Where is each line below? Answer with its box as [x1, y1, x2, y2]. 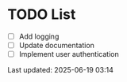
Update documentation [18, 41, 94, 50]
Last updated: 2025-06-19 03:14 [7, 65, 114, 75]
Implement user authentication [18, 50, 120, 59]
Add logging [18, 32, 60, 41]
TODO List [7, 6, 76, 24]
